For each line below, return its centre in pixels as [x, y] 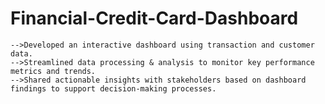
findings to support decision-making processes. [113, 88]
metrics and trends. [53, 71]
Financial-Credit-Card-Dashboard [154, 18]
